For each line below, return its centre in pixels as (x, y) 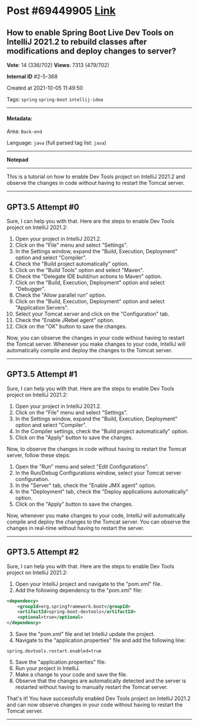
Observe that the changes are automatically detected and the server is (101, 681)
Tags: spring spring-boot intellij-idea (55, 99)
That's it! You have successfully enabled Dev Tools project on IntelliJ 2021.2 (99, 698)
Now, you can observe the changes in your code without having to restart (95, 338)
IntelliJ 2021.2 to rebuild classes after (77, 42)
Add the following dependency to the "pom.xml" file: (79, 590)
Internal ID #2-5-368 (32, 77)
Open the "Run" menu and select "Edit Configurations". (82, 466)
